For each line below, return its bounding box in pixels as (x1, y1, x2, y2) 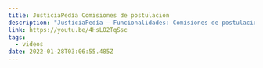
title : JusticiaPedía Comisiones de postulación (8, 11, 170, 20)
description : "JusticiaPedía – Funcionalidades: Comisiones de (8, 19, 219, 27)
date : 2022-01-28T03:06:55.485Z (8, 48, 113, 55)
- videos (15, 41, 44, 48)
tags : (8, 33, 26, 41)
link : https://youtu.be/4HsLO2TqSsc (8, 26, 128, 34)
